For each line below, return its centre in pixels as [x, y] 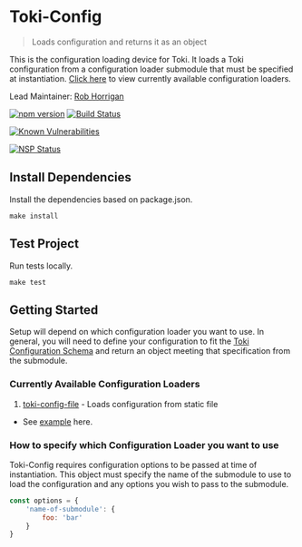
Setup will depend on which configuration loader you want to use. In [137, 332]
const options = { [44, 501]
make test [28, 282]
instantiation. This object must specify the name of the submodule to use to [151, 474]
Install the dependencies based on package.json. [101, 199]
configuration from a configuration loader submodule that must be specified [151, 69]
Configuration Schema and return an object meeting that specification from [150, 351]
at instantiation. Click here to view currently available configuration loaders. [151, 78]
